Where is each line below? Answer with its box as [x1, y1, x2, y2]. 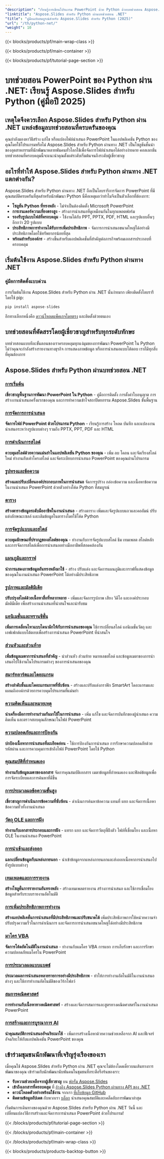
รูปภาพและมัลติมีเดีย [5, 584, 42, 591]
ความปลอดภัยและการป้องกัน [5, 729, 58, 736]
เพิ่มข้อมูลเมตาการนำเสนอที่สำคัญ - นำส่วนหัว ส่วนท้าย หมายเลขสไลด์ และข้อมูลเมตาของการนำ [5, 653, 155, 659]
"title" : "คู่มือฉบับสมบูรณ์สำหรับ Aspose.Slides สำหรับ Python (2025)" [5, 16, 133, 21]
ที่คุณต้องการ [5, 352, 26, 358]
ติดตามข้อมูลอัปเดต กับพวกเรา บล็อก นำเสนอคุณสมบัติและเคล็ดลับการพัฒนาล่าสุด [12, 1095, 142, 1101]
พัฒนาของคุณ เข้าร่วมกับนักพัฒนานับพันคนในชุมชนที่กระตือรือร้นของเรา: [5, 1069, 120, 1075]
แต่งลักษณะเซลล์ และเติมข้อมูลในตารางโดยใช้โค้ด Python [5, 513, 99, 520]
